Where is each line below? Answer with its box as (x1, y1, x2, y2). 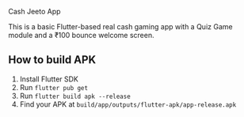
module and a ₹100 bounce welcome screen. (8, 31, 154, 40)
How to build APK (8, 53, 97, 66)
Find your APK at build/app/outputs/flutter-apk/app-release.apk (19, 99, 237, 109)
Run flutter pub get (19, 82, 89, 92)
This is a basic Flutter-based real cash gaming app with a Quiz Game (8, 22, 233, 31)
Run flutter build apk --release (19, 91, 131, 100)
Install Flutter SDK (19, 74, 79, 84)
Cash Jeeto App (8, 7, 61, 16)
